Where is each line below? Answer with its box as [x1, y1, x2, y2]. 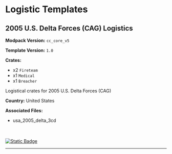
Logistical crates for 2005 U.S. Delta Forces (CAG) [5, 88, 112, 94]
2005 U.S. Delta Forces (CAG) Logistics [5, 24, 133, 33]
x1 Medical [12, 72, 35, 79]
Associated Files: [5, 108, 43, 113]
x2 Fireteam [12, 67, 38, 73]
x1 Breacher [12, 78, 37, 84]
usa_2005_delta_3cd [12, 117, 56, 123]
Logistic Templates [5, 4, 88, 15]
